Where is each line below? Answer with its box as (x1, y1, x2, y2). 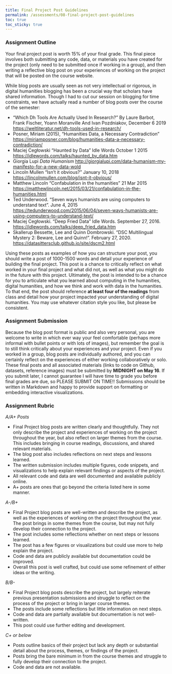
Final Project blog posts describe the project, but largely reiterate (12, 590, 150, 596)
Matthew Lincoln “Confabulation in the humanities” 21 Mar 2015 (12, 180, 147, 186)
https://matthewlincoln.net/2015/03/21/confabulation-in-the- (12, 185, 141, 191)
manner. (12, 489, 31, 495)
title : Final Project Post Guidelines (5, 7, 88, 13)
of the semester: (5, 104, 40, 111)
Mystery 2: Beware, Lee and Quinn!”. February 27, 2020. (12, 235, 132, 241)
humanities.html (12, 191, 47, 197)
